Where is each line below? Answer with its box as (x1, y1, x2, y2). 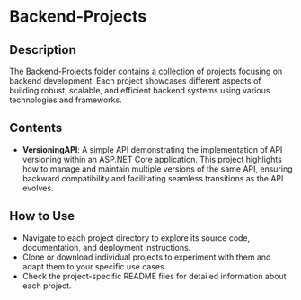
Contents (9, 120, 63, 136)
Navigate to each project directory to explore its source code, (22, 232, 251, 243)
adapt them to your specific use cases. (22, 260, 167, 271)
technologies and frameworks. (9, 94, 123, 105)
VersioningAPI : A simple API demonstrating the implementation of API (22, 144, 283, 154)
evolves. (22, 182, 54, 193)
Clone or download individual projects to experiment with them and (22, 251, 271, 262)
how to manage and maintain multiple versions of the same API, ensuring (22, 163, 294, 174)
